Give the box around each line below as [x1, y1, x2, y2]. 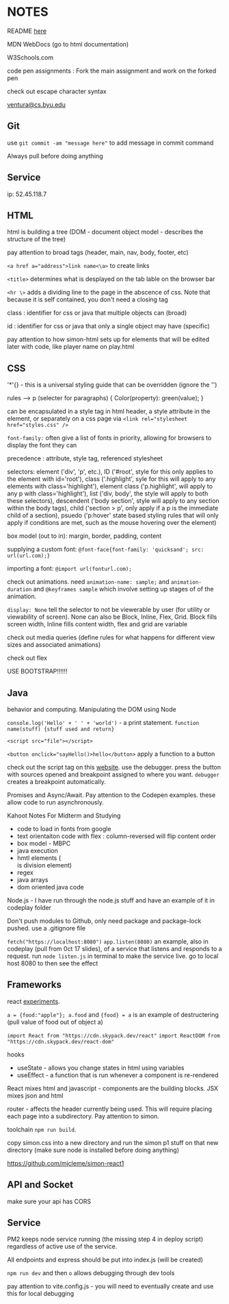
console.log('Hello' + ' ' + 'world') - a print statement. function [7, 719, 200, 726]
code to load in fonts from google [16, 825, 111, 833]
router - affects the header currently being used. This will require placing [7, 1105, 213, 1113]
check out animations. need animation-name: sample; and [7, 578, 170, 586]
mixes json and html [7, 1091, 64, 1100]
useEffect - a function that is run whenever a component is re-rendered [16, 1070, 219, 1079]
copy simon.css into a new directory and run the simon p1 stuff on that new [7, 1138, 219, 1146]
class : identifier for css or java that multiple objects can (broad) [7, 309, 187, 317]
